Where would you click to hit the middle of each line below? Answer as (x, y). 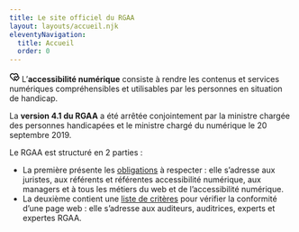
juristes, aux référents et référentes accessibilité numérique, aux (141, 180)
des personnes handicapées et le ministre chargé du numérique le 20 (138, 125)
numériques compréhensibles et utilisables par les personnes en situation (146, 89)
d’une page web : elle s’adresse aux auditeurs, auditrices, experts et (149, 209)
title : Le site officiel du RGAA (72, 18)
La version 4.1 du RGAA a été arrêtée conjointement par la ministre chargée (150, 116)
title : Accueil (46, 43)
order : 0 (34, 51)
